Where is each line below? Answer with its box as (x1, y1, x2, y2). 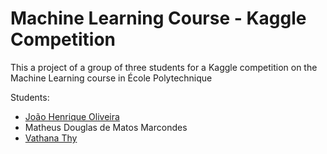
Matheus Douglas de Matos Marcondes (24, 121, 188, 133)
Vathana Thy (24, 132, 78, 144)
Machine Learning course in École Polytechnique (10, 72, 213, 84)
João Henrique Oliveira (24, 110, 120, 122)
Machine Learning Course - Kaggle (10, 7, 307, 30)
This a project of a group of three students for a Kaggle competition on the (10, 61, 318, 73)
